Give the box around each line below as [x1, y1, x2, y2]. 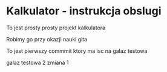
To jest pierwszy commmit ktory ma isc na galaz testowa [6, 47, 148, 55]
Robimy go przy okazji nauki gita [6, 35, 88, 43]
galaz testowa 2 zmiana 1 [6, 59, 69, 66]
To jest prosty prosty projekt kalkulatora [6, 24, 106, 31]
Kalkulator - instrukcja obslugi [6, 4, 162, 18]
